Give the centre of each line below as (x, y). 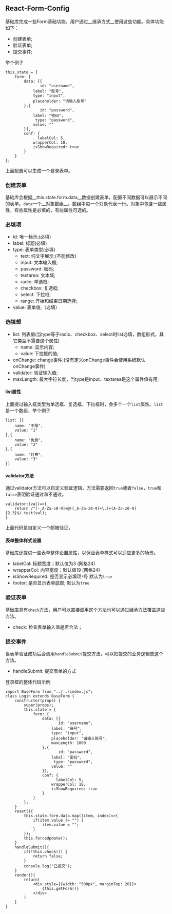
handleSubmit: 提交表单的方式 (44, 671)
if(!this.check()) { (46, 851)
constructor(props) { (37, 701)
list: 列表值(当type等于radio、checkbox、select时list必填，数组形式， (86, 334)
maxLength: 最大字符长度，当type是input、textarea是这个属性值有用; (86, 379)
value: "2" (26, 444)
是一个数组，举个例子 (28, 411)
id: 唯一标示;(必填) (32, 237)
